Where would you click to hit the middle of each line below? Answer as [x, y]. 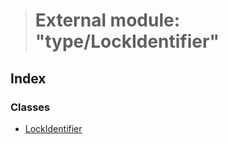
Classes [30, 107]
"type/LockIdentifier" [127, 41]
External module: [107, 20]
